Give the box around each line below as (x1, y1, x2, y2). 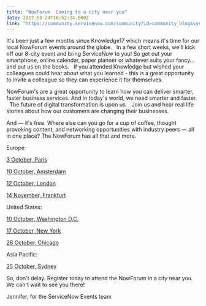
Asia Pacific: (6, 251, 38, 258)
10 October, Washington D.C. (6, 215, 79, 223)
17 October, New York (6, 227, 61, 234)
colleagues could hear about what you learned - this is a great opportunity (6, 70, 194, 77)
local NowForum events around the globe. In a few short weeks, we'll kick (6, 43, 196, 51)
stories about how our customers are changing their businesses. (6, 108, 169, 115)
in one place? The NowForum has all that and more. (6, 132, 137, 140)
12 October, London (6, 180, 56, 187)
